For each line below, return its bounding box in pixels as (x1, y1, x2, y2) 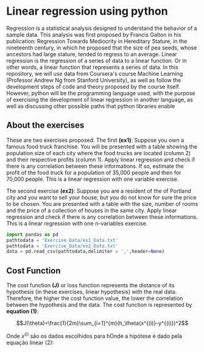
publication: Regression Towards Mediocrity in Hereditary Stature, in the (6, 37, 188, 45)
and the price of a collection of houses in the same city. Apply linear (6, 207, 177, 214)
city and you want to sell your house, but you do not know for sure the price (6, 194, 197, 201)
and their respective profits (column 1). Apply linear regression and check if (6, 156, 195, 163)
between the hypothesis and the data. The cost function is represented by (6, 301, 192, 309)
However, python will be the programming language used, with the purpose (6, 89, 195, 97)
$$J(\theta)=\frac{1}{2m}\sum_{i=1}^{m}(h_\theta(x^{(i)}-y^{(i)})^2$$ (16, 320, 189, 327)
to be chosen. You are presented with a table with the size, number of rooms (6, 200, 199, 207)
